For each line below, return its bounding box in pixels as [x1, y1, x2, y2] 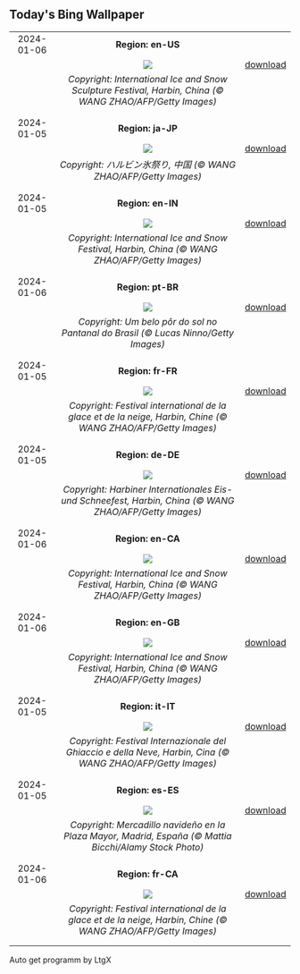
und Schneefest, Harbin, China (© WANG [61, 494, 235, 506]
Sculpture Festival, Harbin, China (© [71, 84, 225, 97]
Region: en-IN [117, 197, 179, 209]
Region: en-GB [115, 616, 180, 629]
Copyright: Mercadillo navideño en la [70, 818, 226, 831]
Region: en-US [115, 38, 180, 50]
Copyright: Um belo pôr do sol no [78, 315, 218, 327]
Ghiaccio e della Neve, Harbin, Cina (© [65, 746, 230, 758]
